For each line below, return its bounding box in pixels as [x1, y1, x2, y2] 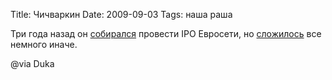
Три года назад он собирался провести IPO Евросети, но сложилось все [10, 28, 322, 39]
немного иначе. [10, 39, 78, 50]
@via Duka [10, 58, 55, 69]
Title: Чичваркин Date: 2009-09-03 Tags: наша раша [10, 9, 233, 20]
